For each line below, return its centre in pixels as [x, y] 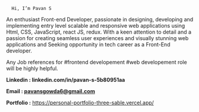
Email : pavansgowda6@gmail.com [50, 91]
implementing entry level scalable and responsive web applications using [96, 26]
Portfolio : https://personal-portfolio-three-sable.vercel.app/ [80, 103]
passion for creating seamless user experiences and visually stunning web [97, 38]
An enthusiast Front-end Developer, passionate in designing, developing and [100, 19]
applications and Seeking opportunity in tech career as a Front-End [88, 45]
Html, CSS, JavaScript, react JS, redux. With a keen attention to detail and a [99, 32]
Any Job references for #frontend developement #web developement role [97, 62]
